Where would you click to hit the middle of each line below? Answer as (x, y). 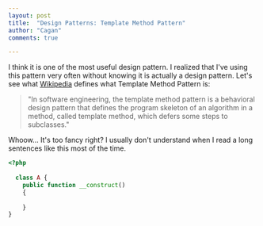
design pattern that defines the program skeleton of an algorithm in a (140, 108)
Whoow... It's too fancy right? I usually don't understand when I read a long (131, 140)
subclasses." (48, 124)
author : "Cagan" (35, 30)
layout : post (30, 15)
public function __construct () (74, 185)
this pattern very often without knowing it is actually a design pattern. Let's (130, 75)
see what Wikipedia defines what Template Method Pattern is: (109, 84)
